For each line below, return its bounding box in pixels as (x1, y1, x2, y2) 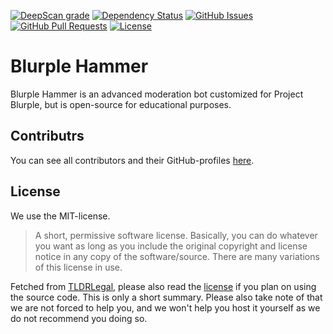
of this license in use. (34, 261, 123, 273)
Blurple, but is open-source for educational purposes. (10, 98, 232, 110)
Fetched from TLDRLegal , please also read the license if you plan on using (10, 280, 317, 292)
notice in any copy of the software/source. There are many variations (34, 250, 320, 262)
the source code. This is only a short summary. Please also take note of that (10, 291, 323, 303)
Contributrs (10, 128, 85, 145)
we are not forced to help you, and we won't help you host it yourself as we (10, 301, 321, 314)
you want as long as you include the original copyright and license (34, 240, 308, 252)
